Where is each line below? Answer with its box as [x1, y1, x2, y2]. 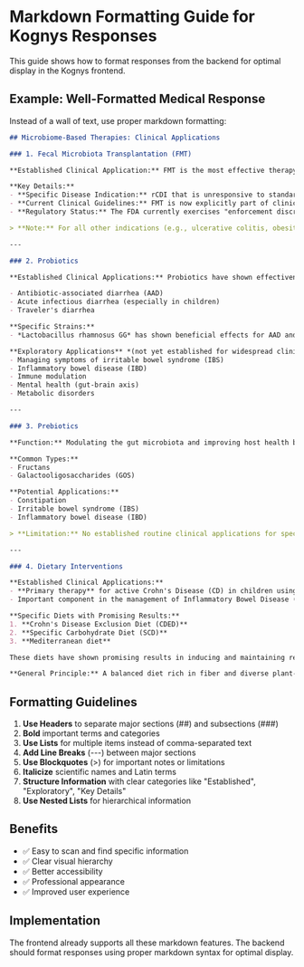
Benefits [9, 821, 59, 837]
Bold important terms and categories [22, 728, 160, 739]
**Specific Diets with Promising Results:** [9, 611, 180, 620]
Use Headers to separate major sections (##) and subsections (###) [22, 718, 279, 730]
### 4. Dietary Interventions [9, 561, 124, 571]
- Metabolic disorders [9, 389, 95, 398]
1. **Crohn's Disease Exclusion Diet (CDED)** [9, 619, 188, 628]
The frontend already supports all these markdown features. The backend [9, 937, 285, 948]
